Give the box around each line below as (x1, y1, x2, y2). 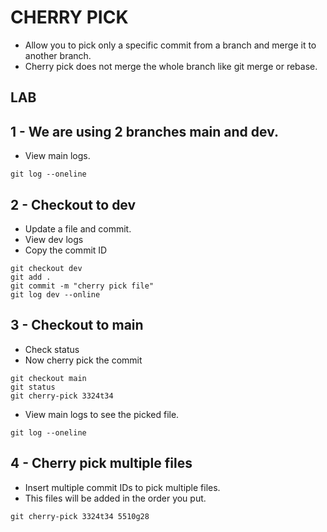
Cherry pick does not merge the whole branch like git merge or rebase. (24, 60, 318, 72)
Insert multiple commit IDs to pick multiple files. (24, 481, 221, 493)
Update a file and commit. (24, 222, 132, 235)
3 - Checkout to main (10, 317, 144, 334)
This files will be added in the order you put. (24, 492, 207, 504)
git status (10, 382, 56, 392)
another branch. (24, 49, 92, 61)
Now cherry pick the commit (24, 354, 143, 366)
